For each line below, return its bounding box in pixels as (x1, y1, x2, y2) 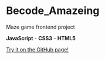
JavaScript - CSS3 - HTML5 (6, 34, 76, 41)
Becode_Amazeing (6, 4, 100, 18)
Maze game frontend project (6, 23, 75, 30)
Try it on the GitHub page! (6, 46, 69, 53)
